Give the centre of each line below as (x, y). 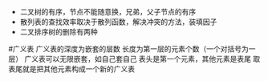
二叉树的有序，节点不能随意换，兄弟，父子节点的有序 (108, 12)
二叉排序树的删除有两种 (59, 32)
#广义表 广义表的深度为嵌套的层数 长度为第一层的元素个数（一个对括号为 (128, 49)
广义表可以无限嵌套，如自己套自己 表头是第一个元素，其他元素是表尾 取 (142, 59)
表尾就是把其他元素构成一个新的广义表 (71, 69)
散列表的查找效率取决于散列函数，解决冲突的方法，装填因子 (118, 22)
